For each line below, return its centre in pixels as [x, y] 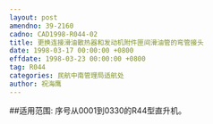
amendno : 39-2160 [42, 26]
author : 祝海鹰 [35, 84]
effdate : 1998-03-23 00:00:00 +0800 [77, 59]
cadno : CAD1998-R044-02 [54, 34]
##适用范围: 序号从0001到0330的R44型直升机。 [98, 110]
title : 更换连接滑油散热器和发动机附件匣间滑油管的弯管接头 [106, 42]
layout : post [34, 17]
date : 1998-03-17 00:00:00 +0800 [72, 51]
